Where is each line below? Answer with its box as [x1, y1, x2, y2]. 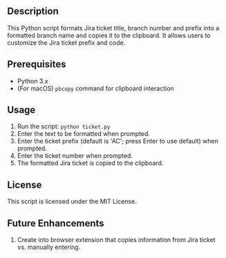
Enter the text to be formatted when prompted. [17, 130, 151, 138]
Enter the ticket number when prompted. [17, 152, 133, 160]
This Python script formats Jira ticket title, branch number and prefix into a [7, 23, 220, 32]
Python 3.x [17, 77, 48, 85]
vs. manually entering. [17, 243, 81, 251]
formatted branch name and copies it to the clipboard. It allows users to [7, 31, 211, 39]
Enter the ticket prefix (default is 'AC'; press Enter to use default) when [17, 137, 219, 146]
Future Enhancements [7, 217, 105, 229]
